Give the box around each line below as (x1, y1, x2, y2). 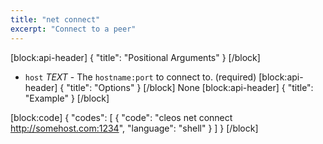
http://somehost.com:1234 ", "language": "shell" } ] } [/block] (10, 122, 259, 134)
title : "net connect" (10, 14, 101, 25)
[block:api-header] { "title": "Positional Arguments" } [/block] (10, 51, 261, 63)
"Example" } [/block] (24, 92, 110, 104)
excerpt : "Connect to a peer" (10, 24, 137, 34)
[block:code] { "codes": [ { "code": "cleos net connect (10, 111, 233, 123)
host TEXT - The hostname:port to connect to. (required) (24, 71, 257, 83)
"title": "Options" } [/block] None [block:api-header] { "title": (66, 81, 314, 93)
